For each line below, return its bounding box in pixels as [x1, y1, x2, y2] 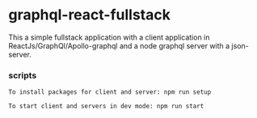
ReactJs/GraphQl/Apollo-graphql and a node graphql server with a [8, 40, 230, 50]
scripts [8, 70, 37, 81]
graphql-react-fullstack [8, 6, 171, 24]
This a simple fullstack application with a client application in [8, 32, 210, 42]
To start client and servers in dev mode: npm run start [8, 103, 204, 111]
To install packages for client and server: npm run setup [8, 88, 212, 96]
